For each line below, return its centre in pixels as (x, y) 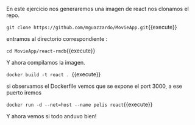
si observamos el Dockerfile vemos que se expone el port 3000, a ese (94, 86)
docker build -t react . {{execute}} (54, 74)
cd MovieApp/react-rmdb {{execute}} (51, 51)
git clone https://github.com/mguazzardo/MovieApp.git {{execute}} (92, 27)
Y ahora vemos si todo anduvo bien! (51, 116)
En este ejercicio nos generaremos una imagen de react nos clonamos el (97, 9)
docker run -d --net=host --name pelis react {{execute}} (80, 104)
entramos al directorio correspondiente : (57, 39)
